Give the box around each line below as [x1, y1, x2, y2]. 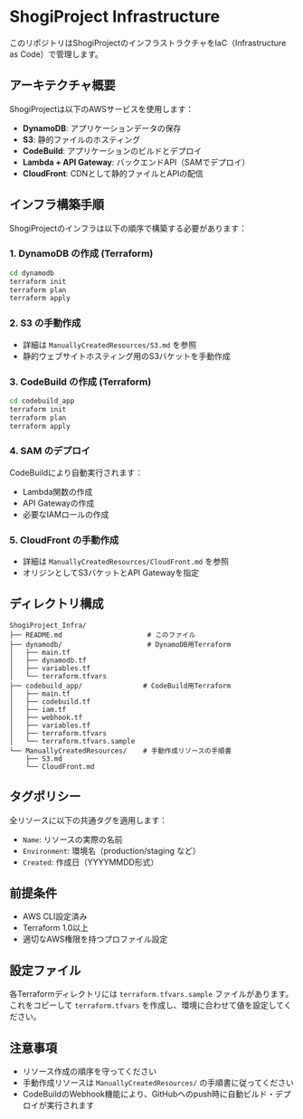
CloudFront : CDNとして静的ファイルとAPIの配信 [22, 167, 204, 178]
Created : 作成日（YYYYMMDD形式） [22, 857, 159, 868]
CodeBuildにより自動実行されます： [9, 467, 143, 478]
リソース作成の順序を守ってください [22, 1066, 156, 1077]
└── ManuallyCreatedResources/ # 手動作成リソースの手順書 [9, 746, 232, 755]
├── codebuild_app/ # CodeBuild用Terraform [9, 681, 232, 690]
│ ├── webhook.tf [9, 713, 83, 722]
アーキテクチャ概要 [9, 78, 116, 93]
